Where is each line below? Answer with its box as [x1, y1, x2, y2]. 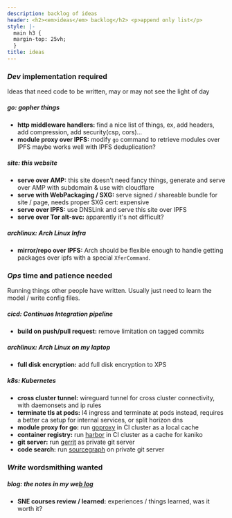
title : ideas [7, 49, 45, 56]
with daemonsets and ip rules [17, 401, 102, 409]
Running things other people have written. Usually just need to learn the [7, 287, 212, 295]
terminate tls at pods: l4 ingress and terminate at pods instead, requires [17, 409, 224, 417]
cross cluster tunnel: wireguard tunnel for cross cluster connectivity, [17, 394, 215, 402]
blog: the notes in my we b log [7, 479, 93, 488]
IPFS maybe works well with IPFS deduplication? [17, 143, 156, 151]
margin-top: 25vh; [13, 36, 67, 43]
